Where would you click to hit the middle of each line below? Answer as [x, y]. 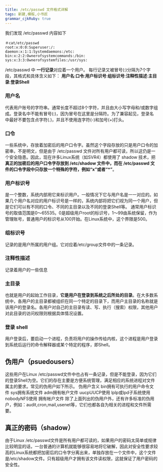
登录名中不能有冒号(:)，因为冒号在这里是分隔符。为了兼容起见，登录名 [84, 113]
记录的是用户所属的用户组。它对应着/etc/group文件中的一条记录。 [71, 245]
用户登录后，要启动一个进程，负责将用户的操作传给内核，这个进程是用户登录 [81, 339]
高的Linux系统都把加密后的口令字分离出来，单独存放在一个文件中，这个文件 [81, 453]
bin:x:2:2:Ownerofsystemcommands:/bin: [45, 56]
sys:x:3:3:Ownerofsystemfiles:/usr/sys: [47, 60]
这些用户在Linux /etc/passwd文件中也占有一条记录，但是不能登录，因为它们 [81, 374]
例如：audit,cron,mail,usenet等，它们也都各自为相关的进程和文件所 [80, 405]
